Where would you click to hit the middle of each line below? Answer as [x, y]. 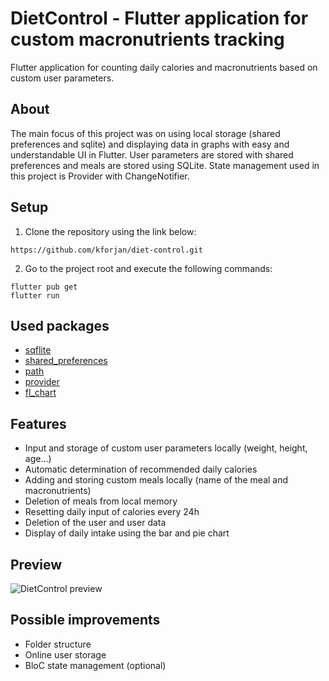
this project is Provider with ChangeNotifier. [100, 176]
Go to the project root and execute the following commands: [148, 268]
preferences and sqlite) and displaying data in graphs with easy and [150, 144]
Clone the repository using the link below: [110, 231]
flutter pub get [44, 287]
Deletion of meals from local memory [101, 501]
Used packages [60, 325]
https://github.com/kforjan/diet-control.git [106, 250]
